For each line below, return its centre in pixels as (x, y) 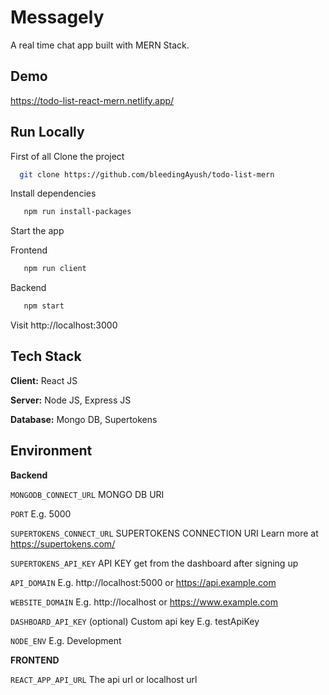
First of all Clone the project (67, 156)
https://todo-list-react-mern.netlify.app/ (92, 100)
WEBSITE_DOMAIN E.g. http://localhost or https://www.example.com (144, 602)
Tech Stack (46, 356)
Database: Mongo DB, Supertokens (84, 419)
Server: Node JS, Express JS (71, 400)
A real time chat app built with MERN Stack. (100, 45)
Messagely (57, 17)
